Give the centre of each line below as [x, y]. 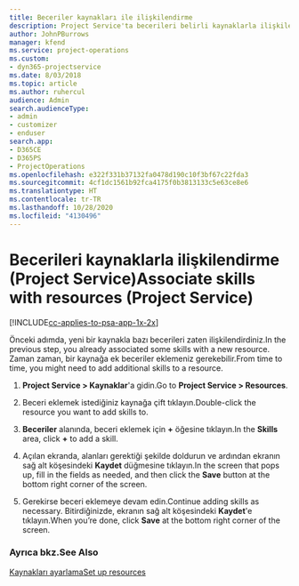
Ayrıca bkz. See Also [54, 552]
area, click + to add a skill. [70, 438]
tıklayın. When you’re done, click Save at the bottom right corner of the [151, 520]
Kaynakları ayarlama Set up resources [78, 572]
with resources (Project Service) [131, 297]
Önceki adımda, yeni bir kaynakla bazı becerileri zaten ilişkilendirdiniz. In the [148, 340]
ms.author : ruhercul [48, 92]
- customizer [33, 125]
